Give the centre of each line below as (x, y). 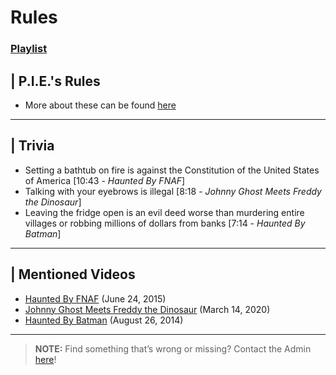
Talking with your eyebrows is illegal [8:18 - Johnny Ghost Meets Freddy (173, 191)
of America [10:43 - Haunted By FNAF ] (105, 180)
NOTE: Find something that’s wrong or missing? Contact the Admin (173, 348)
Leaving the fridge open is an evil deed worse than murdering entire (164, 212)
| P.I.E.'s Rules (55, 81)
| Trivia (32, 146)
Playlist (29, 49)
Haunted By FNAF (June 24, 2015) (95, 298)
